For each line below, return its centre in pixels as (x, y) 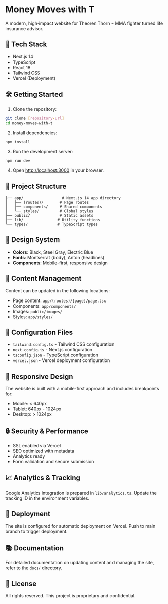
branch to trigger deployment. (36, 531)
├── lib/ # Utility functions (53, 220)
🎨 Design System (33, 240)
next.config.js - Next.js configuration (52, 350)
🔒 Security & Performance (47, 431)
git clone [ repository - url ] (35, 118)
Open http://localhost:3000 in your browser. (58, 170)
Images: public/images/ (37, 311)
